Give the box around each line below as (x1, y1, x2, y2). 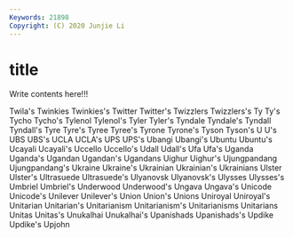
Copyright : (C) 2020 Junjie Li (9, 21, 125, 30)
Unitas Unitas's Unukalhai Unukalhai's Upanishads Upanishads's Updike (9, 210, 273, 220)
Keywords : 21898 (9, 12, 69, 22)
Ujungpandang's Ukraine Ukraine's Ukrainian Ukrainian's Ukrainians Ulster (9, 163, 282, 173)
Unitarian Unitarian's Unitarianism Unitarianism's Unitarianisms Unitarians (9, 201, 278, 211)
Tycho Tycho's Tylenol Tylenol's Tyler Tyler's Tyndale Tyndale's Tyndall (9, 115, 272, 126)
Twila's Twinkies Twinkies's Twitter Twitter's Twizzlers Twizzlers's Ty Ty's (9, 106, 281, 116)
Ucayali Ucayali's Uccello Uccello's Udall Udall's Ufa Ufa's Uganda (9, 144, 254, 155)
